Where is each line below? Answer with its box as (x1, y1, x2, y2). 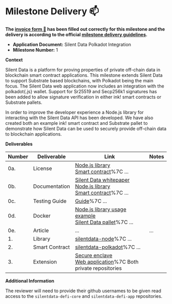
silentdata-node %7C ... (75, 235, 132, 242)
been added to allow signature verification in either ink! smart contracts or (5, 94, 161, 100)
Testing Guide (33, 197, 67, 204)
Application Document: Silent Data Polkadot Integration (12, 41, 132, 48)
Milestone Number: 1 (12, 47, 58, 53)
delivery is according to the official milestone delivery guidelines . (5, 31, 147, 37)
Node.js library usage (75, 206, 126, 213)
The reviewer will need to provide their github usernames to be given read (5, 288, 161, 294)
